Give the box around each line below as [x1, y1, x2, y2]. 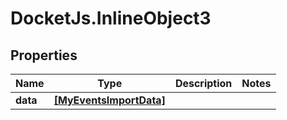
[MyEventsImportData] [53, 93, 166, 107]
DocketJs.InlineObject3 [10, 7, 212, 30]
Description [174, 77, 233, 90]
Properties [10, 47, 78, 64]
